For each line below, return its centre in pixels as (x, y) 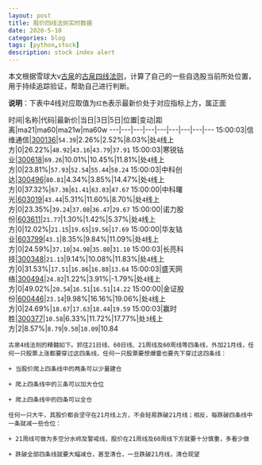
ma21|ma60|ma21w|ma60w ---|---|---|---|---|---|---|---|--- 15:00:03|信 (135, 130)
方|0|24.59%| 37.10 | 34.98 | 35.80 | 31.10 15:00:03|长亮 (92, 249)
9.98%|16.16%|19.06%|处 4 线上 (116, 298)
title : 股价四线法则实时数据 (50, 23)
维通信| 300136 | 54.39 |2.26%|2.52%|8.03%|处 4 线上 (91, 139)
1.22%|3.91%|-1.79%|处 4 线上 (114, 279)
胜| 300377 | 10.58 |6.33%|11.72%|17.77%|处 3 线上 (86, 318)
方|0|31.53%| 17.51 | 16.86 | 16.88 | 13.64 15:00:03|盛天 (92, 269)
